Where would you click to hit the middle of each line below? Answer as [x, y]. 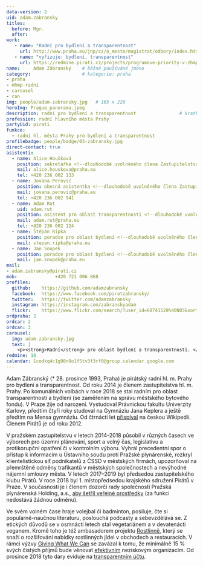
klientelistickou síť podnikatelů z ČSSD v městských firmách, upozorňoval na [101, 461]
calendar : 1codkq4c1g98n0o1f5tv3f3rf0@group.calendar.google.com [90, 361]
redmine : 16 [21, 356]
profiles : [19, 282]
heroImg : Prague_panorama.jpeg [46, 108]
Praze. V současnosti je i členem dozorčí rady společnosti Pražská [89, 487]
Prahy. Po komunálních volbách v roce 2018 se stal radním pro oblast [92, 391]
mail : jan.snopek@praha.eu [51, 260]
